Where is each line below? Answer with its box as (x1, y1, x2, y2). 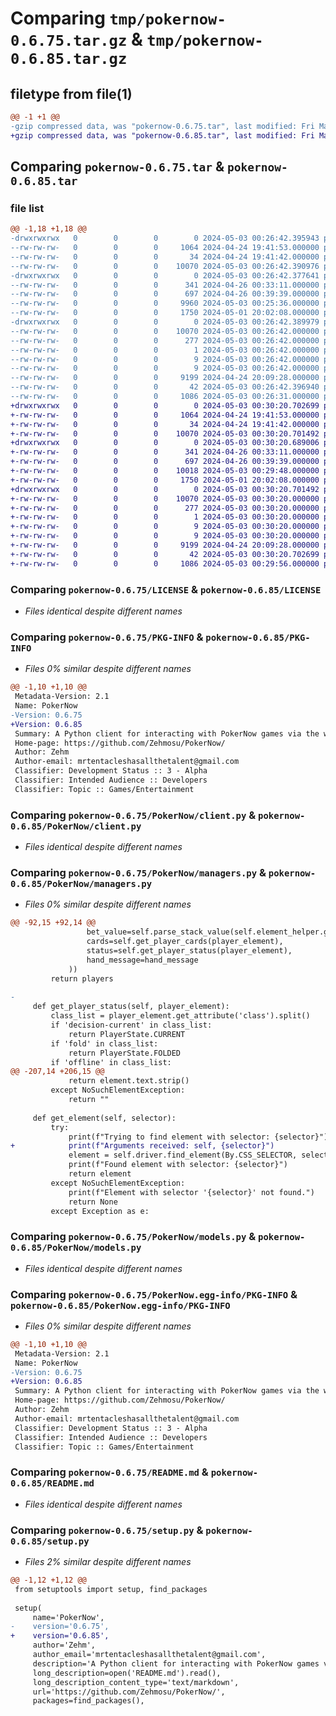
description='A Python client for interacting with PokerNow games (32, 1658, 320, 1669)
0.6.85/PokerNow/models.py (10, 1242, 142, 1254)
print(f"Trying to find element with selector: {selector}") (68, 1132, 329, 1142)
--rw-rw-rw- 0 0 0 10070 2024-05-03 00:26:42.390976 (10, 261, 320, 271)
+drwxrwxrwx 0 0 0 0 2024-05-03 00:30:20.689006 (10, 438, 320, 448)
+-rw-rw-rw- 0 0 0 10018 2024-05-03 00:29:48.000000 (10, 466, 320, 476)
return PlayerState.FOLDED (68, 1048, 182, 1058)
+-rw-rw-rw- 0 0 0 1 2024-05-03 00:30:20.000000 (10, 512, 320, 522)
